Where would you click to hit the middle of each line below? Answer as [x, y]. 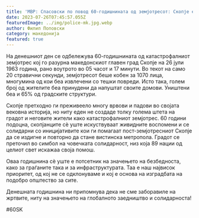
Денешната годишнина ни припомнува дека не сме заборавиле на [91, 192]
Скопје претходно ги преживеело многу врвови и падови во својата [93, 105]
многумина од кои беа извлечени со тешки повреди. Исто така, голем [96, 81]
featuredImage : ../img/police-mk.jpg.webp [59, 23]
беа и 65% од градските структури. [51, 94]
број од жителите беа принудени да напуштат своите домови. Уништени [98, 88]
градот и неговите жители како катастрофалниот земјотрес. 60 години [96, 118]
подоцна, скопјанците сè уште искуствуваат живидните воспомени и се [98, 124]
